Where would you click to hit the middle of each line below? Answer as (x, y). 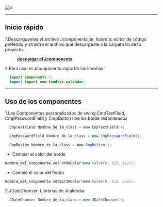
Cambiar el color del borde (39, 154)
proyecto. (15, 49)
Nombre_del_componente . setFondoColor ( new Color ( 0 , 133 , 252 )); (70, 163)
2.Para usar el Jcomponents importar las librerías (54, 68)
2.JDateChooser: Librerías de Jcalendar (45, 190)
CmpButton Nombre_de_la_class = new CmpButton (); (60, 145)
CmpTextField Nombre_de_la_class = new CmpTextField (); (67, 127)
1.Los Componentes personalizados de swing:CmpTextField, (65, 113)
